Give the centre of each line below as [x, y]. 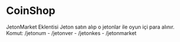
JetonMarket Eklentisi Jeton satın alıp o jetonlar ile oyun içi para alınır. [90, 27]
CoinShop [31, 11]
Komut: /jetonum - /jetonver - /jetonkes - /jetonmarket [71, 33]
